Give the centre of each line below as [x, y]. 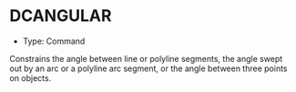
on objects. [31, 77]
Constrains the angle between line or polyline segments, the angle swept [146, 58]
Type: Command [54, 41]
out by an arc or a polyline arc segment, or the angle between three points [148, 68]
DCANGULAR [61, 16]
